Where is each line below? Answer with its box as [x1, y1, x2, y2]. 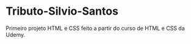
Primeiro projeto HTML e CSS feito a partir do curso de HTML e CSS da [5, 24, 186, 32]
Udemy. [5, 31, 26, 38]
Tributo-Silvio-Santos [5, 4, 118, 18]
